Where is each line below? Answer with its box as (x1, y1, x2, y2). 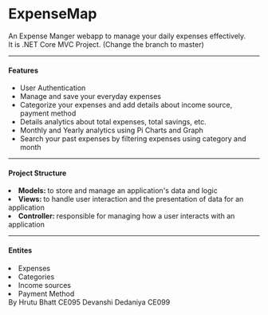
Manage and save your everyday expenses (19, 92, 162, 101)
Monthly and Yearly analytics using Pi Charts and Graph (19, 125, 203, 136)
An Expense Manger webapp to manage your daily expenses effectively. (8, 31, 246, 41)
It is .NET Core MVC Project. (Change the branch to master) (8, 39, 205, 49)
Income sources (18, 280, 72, 289)
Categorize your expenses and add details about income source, (19, 100, 233, 110)
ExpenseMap (8, 5, 97, 23)
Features (8, 65, 38, 75)
